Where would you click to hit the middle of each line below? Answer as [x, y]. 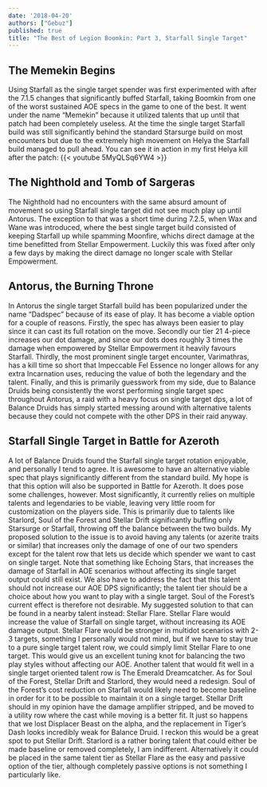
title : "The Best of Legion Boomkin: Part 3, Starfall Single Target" [128, 38]
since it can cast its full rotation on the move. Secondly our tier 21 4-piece [130, 331]
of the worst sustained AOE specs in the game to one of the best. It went [128, 107]
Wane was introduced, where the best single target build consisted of [122, 227]
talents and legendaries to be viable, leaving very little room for [112, 503]
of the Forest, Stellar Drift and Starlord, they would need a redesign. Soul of [132, 681]
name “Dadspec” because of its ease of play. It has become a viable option [132, 314]
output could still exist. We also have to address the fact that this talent [124, 579]
